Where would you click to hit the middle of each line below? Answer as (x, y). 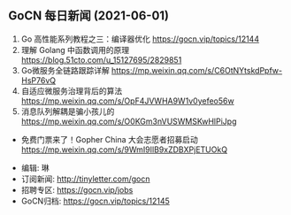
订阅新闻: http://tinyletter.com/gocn (86, 179)
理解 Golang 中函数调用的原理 (75, 50)
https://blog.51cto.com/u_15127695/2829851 (101, 59)
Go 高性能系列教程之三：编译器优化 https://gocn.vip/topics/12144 (140, 39)
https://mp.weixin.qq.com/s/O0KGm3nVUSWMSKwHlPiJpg (129, 121)
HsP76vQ (38, 80)
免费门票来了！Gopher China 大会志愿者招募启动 (109, 139)
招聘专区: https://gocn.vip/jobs (77, 189)
